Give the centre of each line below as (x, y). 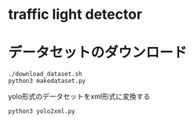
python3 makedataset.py (47, 81)
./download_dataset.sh (45, 74)
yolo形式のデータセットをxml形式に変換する (79, 96)
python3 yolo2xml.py (42, 111)
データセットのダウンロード (98, 53)
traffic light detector (75, 14)
